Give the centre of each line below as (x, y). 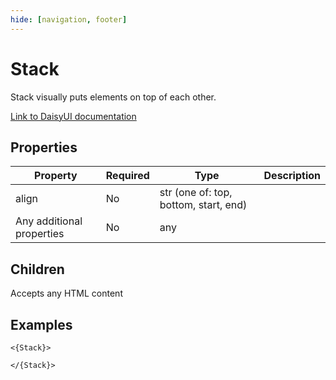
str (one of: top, (196, 193)
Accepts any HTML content (66, 293)
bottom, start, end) (203, 205)
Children (37, 269)
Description (292, 176)
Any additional (49, 221)
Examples (41, 324)
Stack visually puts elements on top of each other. (113, 97)
